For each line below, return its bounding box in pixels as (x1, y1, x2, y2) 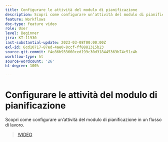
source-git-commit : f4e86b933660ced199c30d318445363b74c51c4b (5, 49, 137, 54)
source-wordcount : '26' (5, 59, 55, 64)
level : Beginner (5, 31, 39, 36)
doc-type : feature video (5, 21, 57, 27)
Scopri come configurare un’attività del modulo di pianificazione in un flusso (5, 116, 162, 123)
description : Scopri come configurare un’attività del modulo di (5, 12, 144, 17)
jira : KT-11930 (5, 36, 37, 41)
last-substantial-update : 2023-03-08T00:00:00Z (5, 40, 106, 45)
